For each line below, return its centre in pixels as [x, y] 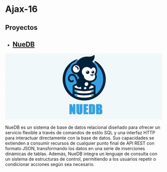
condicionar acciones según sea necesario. [50, 164]
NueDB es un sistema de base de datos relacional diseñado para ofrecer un [83, 127]
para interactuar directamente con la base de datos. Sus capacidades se [80, 138]
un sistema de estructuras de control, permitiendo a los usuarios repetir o [81, 159]
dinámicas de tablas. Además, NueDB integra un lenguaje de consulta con [81, 154]
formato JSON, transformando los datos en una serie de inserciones [75, 148]
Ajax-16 [21, 9]
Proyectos [21, 28]
